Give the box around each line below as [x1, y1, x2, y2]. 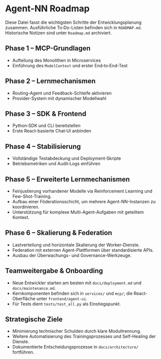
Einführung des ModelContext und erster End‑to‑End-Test [12, 62, 128, 68]
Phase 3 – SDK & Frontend [5, 109, 86, 118]
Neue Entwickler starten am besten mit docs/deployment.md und [12, 280, 142, 286]
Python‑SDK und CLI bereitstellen [12, 123, 80, 129]
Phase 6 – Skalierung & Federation [5, 228, 113, 237]
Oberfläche [12, 295, 36, 302]
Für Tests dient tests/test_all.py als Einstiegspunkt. [12, 301, 121, 307]
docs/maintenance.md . [12, 285, 56, 291]
